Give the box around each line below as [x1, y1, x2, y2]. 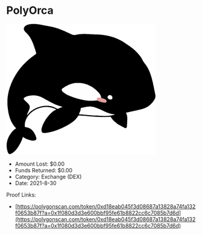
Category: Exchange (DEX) [14, 173, 82, 180]
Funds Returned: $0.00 [14, 166, 73, 174]
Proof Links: [6, 191, 36, 198]
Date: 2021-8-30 [14, 179, 57, 187]
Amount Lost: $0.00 [14, 160, 65, 168]
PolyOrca [6, 4, 54, 17]
